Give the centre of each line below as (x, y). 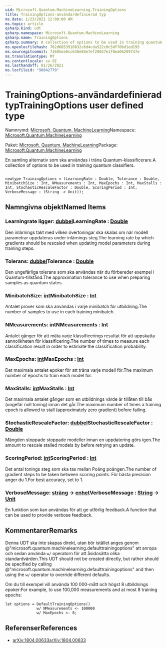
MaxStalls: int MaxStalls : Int (40, 388)
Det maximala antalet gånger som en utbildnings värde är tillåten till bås (79, 399)
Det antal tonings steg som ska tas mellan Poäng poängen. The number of (81, 469)
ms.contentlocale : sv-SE (31, 61)
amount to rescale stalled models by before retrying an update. (70, 445)
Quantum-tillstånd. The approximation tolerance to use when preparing (78, 277)
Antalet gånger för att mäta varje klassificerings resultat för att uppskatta (80, 336)
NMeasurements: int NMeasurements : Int (57, 325)
